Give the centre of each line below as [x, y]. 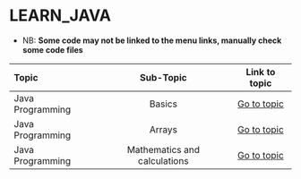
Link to [261, 72]
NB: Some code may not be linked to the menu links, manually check [152, 40]
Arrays [163, 129]
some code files [52, 49]
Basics [163, 104]
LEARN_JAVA [60, 16]
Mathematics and [163, 149]
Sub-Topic [163, 77]
